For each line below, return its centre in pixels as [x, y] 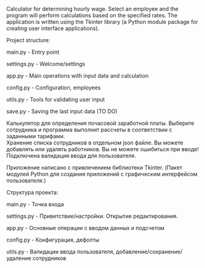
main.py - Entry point [33, 52]
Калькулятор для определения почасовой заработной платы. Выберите [100, 123]
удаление [19, 258]
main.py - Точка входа [35, 204]
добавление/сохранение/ [149, 251]
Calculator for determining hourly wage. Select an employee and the [92, 9]
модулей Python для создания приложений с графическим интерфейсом [102, 174]
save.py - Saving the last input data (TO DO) [62, 111]
